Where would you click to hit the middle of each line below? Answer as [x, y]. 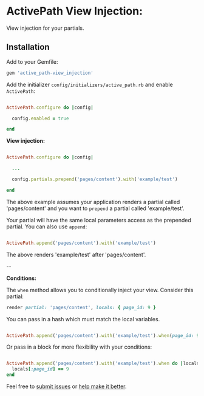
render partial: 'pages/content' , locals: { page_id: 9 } [81, 307]
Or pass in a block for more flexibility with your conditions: [79, 347]
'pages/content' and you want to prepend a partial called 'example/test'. [95, 208]
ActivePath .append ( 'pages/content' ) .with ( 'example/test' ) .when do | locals [103, 364]
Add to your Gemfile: [32, 61]
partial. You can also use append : [47, 227]
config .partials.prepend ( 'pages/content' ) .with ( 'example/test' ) [95, 179]
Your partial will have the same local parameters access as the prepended [99, 220]
